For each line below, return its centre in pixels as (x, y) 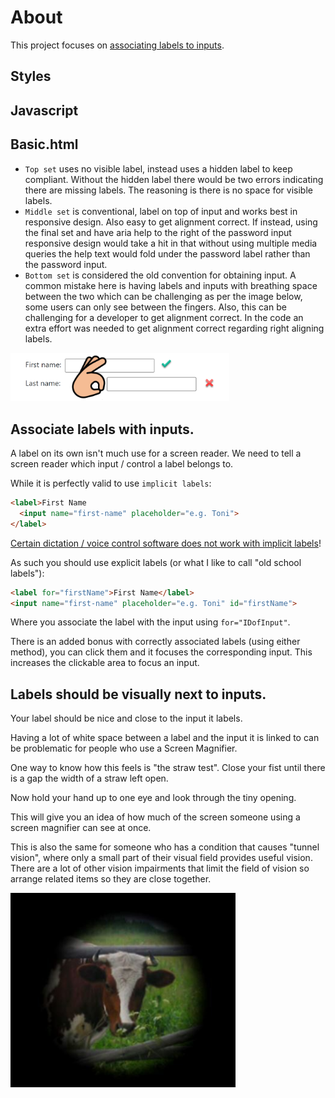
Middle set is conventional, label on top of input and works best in (161, 211)
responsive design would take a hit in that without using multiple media (171, 243)
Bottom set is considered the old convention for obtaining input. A (160, 275)
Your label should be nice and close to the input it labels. (126, 718)
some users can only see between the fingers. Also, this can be (155, 307)
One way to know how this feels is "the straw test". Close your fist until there (168, 768)
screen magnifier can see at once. (81, 828)
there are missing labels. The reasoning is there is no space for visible (168, 190)
